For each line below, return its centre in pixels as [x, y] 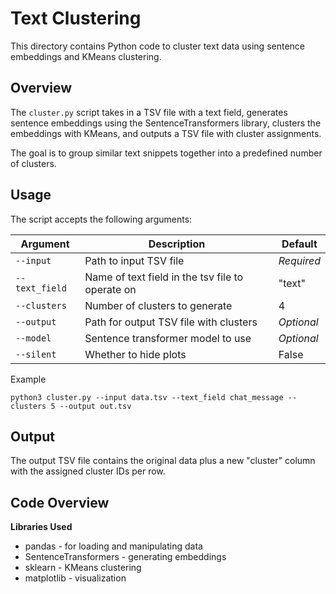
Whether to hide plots [135, 354]
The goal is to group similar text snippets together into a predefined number [166, 153]
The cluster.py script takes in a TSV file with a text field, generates [149, 112]
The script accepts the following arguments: [101, 219]
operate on [110, 289]
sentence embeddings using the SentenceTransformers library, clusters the [166, 123]
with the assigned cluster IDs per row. [88, 471]
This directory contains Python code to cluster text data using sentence [157, 46]
